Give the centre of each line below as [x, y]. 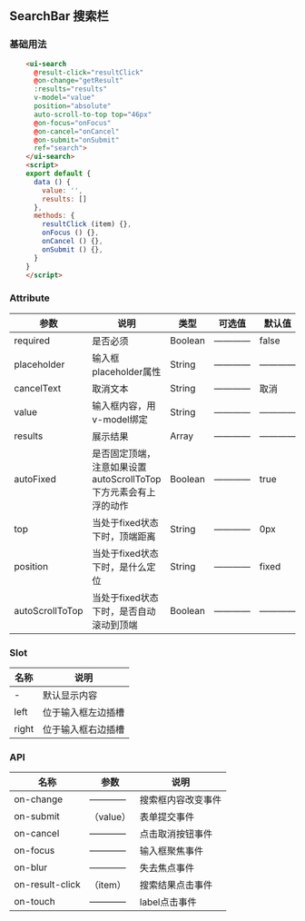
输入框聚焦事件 [172, 851]
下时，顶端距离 [124, 536]
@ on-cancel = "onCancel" [76, 131]
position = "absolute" [72, 106]
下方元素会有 [119, 491]
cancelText [38, 388]
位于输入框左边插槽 [84, 713]
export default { [59, 174]
